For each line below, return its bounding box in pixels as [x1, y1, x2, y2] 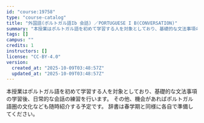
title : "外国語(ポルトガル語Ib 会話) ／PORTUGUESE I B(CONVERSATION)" [6, 20, 178, 26]
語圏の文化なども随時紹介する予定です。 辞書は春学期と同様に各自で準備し [6, 103, 194, 110]
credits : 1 [6, 43, 34, 49]
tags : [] [6, 31, 29, 37]
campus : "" [6, 37, 34, 43]
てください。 [6, 110, 38, 118]
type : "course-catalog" [6, 14, 67, 20]
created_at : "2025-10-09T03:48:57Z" [12, 65, 104, 71]
